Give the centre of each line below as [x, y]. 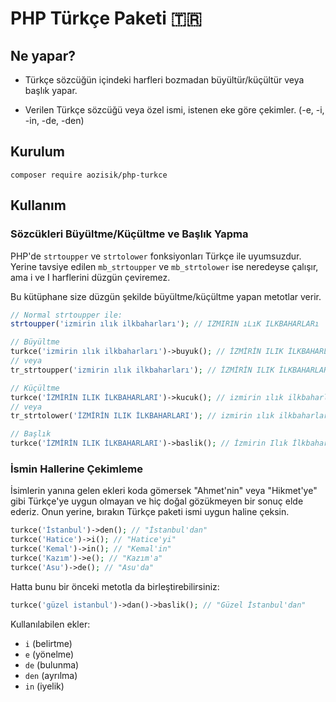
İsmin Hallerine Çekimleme [77, 469]
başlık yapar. [51, 90]
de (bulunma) [52, 664]
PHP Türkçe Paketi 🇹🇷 [106, 18]
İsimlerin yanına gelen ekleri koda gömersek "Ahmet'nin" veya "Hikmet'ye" [164, 491]
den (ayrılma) [51, 675]
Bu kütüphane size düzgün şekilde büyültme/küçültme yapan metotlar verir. [166, 296]
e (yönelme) [49, 654]
